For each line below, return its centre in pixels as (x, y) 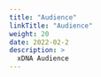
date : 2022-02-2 (39, 42)
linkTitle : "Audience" (51, 26)
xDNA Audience (43, 58)
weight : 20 (29, 34)
